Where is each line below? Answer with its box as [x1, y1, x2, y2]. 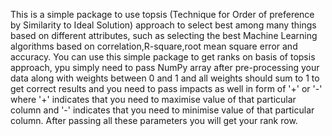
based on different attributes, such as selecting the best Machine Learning [10, 30, 318, 41]
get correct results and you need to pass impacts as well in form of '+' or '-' [10, 83, 323, 94]
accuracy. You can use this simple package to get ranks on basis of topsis [10, 51, 316, 63]
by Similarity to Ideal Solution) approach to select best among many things [10, 19, 317, 31]
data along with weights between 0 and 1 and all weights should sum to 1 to [10, 72, 320, 84]
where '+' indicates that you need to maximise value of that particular [10, 94, 297, 105]
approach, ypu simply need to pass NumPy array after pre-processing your [10, 62, 320, 73]
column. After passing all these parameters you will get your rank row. [10, 115, 298, 126]
